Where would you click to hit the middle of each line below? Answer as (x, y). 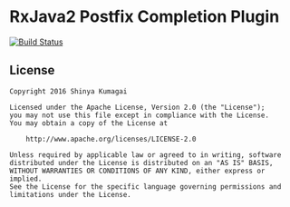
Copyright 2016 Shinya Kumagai (68, 91)
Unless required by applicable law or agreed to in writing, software (145, 155)
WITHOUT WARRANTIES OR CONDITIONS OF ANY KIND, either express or (137, 171)
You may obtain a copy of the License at (89, 123)
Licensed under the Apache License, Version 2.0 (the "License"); (137, 107)
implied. (26, 179)
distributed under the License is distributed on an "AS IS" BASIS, (141, 163)
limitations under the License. (70, 194)
